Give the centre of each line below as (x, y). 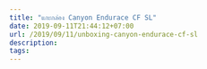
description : (34, 43)
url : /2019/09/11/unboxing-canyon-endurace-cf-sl (104, 34)
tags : (19, 51)
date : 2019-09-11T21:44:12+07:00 (72, 26)
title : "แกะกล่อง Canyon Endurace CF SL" (83, 17)
